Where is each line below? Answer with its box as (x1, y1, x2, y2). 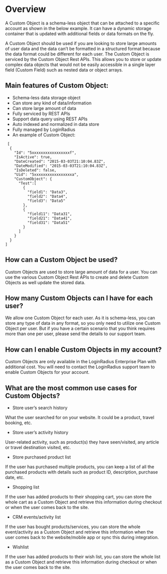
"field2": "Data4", (27, 194, 68, 199)
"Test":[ (18, 181, 37, 186)
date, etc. (5, 475, 25, 480)
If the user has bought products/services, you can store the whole (5, 524, 141, 530)
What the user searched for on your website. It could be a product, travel (5, 415, 155, 420)
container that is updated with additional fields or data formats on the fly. (5, 30, 154, 36)
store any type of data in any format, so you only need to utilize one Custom (5, 320, 161, 326)
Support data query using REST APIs (12, 116, 88, 122)
